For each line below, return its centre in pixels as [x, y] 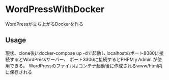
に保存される [19, 72]
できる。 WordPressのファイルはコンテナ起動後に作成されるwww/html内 [86, 66]
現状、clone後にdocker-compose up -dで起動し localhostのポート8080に [82, 53]
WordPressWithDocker [55, 9]
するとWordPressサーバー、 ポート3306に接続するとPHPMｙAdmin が [83, 59]
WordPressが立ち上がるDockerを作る [45, 24]
